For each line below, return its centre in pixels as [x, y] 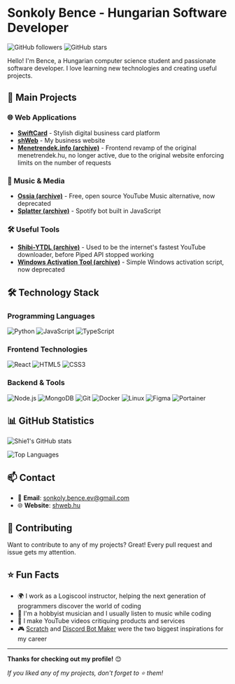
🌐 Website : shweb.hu [49, 505]
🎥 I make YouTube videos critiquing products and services [101, 620]
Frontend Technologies [48, 349]
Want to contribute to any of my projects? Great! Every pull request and [110, 545]
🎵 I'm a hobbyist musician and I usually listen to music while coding [114, 613]
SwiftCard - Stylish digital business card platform [89, 133]
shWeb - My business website [61, 140]
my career [32, 638]
